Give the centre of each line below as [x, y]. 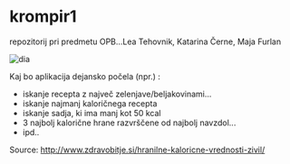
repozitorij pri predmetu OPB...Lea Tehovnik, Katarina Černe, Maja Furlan [145, 41]
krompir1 [43, 17]
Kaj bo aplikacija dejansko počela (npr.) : [85, 76]
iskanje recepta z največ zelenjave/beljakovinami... [117, 94]
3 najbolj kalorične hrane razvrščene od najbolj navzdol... [129, 123]
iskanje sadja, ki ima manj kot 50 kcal [92, 113]
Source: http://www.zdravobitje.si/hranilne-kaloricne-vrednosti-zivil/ [137, 150]
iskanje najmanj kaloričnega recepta [90, 103]
